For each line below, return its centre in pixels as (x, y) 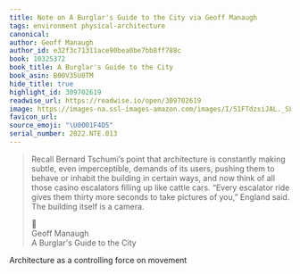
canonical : (29, 34)
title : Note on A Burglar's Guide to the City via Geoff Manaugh (133, 17)
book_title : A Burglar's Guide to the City (92, 68)
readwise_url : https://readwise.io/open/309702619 (105, 100)
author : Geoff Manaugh (51, 42)
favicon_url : (33, 117)
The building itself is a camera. (87, 206)
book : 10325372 (37, 59)
